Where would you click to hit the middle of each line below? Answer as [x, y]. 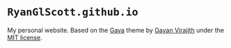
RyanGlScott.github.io [73, 12]
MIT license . [25, 38]
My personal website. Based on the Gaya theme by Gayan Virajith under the [116, 30]
